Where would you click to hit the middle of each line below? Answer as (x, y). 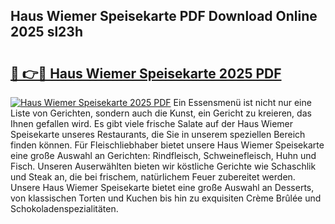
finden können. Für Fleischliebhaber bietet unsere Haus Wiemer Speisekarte (167, 145)
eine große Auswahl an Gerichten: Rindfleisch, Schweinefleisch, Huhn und (163, 155)
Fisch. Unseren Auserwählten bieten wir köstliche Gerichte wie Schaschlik (163, 166)
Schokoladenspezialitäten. (64, 208)
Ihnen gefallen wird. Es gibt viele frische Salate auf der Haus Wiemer (152, 123)
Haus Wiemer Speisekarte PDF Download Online (164, 16)
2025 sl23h (46, 32)
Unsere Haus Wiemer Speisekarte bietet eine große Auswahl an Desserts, (162, 187)
